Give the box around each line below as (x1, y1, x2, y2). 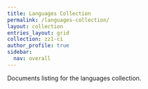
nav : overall (13, 55, 51, 62)
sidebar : (7, 49, 33, 56)
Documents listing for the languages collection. (7, 74, 142, 82)
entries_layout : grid (7, 29, 70, 37)
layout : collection (7, 23, 64, 30)
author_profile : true (7, 42, 70, 49)
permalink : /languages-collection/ (7, 17, 110, 23)
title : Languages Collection (7, 10, 91, 17)
